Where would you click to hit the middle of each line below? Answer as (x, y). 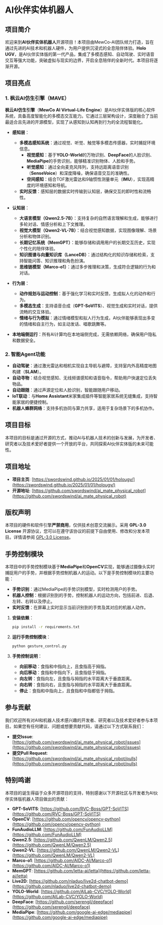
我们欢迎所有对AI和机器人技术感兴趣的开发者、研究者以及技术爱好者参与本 (79, 720)
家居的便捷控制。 (33, 402)
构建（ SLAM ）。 (28, 372)
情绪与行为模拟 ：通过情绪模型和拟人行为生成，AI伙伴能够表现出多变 (87, 318)
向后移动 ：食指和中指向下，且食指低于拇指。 (64, 672)
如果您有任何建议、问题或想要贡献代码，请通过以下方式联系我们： (79, 726)
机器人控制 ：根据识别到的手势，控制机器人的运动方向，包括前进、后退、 (84, 595)
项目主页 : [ (23, 479)
